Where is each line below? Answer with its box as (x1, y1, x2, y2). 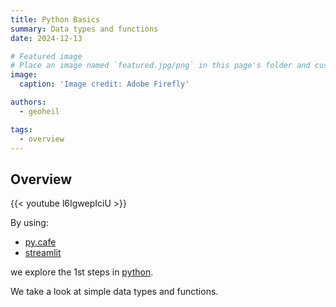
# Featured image (10, 51, 83, 61)
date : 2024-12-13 (10, 33, 83, 43)
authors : (10, 97, 47, 107)
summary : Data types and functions (10, 24, 159, 34)
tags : (10, 124, 33, 135)
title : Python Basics (10, 14, 101, 25)
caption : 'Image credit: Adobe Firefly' (19, 79, 190, 90)
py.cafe (24, 236, 57, 248)
